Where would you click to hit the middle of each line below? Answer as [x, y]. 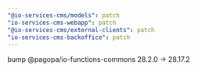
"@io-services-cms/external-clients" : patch [81, 30]
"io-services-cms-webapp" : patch [62, 23]
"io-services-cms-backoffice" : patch [69, 37]
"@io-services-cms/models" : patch [64, 15]
